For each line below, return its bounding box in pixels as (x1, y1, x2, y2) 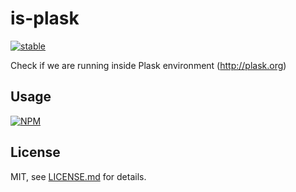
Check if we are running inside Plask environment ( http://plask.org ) (10, 59, 287, 71)
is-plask (10, 7, 80, 30)
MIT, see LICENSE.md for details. (10, 170, 147, 182)
